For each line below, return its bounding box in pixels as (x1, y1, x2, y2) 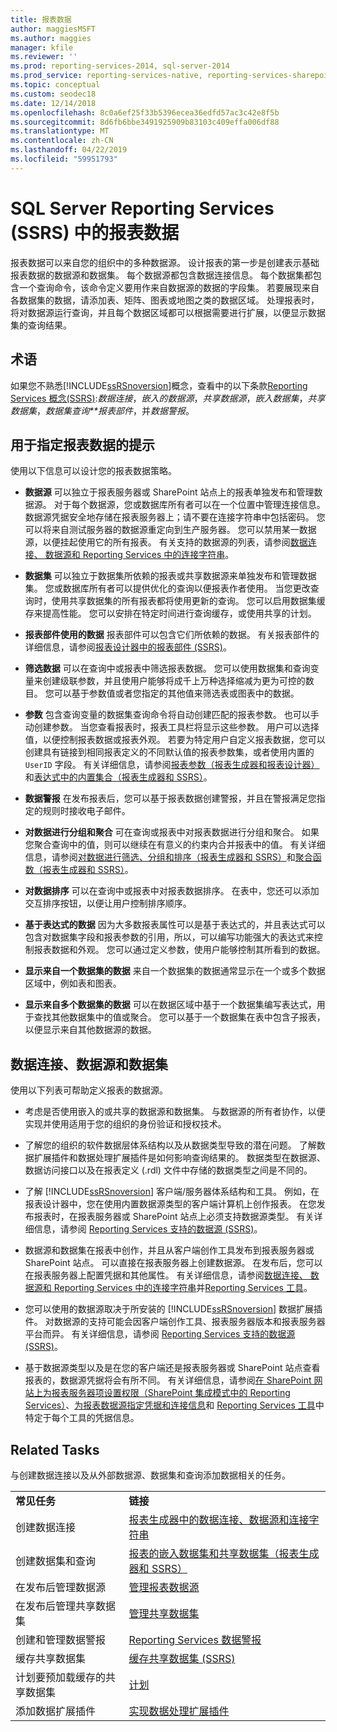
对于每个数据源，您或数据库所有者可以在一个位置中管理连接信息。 (53, 499, 326, 511)
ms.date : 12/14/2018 (10, 98, 97, 108)
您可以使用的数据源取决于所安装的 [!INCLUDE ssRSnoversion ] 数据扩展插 (24, 1303, 323, 1315)
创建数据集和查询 (15, 1554, 97, 1568)
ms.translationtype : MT (10, 126, 110, 136)
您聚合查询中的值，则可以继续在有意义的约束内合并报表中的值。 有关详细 (24, 839, 326, 851)
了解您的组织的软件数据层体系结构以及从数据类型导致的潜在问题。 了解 (24, 1139, 317, 1151)
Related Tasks (10, 1441, 100, 1458)
